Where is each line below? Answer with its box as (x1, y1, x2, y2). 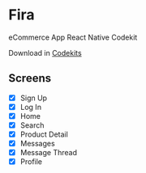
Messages (19, 139, 55, 149)
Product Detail (19, 129, 69, 139)
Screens (8, 71, 51, 86)
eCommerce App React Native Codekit (8, 32, 138, 42)
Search (19, 120, 45, 130)
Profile (19, 157, 43, 167)
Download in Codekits (8, 48, 83, 57)
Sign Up (19, 93, 47, 103)
